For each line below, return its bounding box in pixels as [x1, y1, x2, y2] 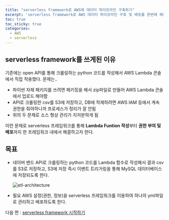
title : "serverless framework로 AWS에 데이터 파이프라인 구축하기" [5, 7, 135, 13]
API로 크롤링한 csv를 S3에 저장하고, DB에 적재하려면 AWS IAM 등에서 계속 [12, 99, 160, 105]
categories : [5, 26, 30, 31]
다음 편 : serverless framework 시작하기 [5, 209, 86, 215]
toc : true [5, 17, 26, 22]
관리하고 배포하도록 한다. [18, 198, 67, 204]
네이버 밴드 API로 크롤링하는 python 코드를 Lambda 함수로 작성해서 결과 [12, 159, 155, 165]
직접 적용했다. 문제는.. [14, 76, 58, 82]
